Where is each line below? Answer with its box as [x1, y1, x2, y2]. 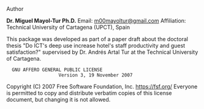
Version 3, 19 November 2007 [58, 72, 133, 78]
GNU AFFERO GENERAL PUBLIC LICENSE [12, 67, 103, 73]
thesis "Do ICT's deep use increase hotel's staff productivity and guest [6, 42, 186, 49]
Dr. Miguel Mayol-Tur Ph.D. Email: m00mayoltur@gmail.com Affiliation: [6, 17, 186, 24]
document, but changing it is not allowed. [6, 96, 111, 103]
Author [6, 6, 24, 12]
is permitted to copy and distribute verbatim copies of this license [6, 89, 173, 97]
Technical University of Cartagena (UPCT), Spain [6, 24, 130, 31]
